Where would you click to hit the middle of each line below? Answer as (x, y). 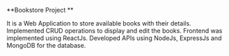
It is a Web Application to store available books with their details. (99, 23)
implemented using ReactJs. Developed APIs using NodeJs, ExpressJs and (114, 38)
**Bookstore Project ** (40, 10)
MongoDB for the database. (46, 45)
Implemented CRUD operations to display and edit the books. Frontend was (114, 31)
